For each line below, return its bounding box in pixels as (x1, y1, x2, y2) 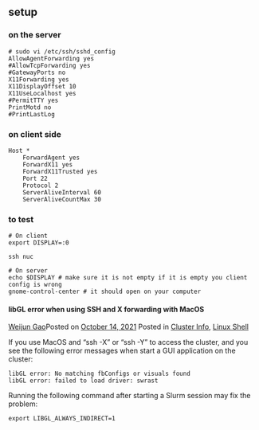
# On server (8, 267, 48, 275)
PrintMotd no (8, 103, 52, 111)
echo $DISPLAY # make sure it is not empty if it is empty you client (8, 274, 248, 282)
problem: (8, 399, 38, 408)
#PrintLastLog (8, 110, 56, 118)
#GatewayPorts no (8, 68, 66, 76)
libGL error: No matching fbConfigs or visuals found (8, 369, 191, 378)
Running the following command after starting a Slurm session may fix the (8, 391, 251, 401)
